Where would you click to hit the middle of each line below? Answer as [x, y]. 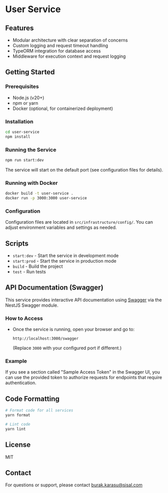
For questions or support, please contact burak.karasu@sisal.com [74, 485]
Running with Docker [32, 183]
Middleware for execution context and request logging [69, 56]
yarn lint [16, 429]
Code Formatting [32, 399]
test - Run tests [29, 272]
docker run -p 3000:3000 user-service [46, 198]
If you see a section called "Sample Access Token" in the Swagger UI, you [83, 372]
